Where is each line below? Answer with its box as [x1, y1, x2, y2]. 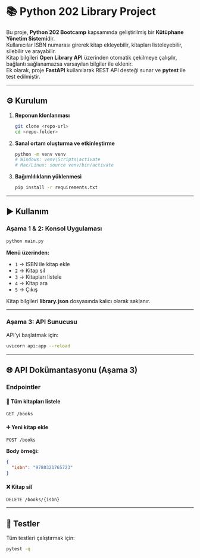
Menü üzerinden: [6, 249, 49, 256]
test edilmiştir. [6, 73, 40, 80]
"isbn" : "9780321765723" [11, 465, 73, 471]
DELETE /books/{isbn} [6, 497, 60, 503]
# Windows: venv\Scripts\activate [14, 156, 101, 163]
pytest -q [6, 546, 31, 552]
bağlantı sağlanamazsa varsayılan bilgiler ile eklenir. [6, 60, 133, 67]
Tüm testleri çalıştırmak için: [6, 535, 76, 542]
